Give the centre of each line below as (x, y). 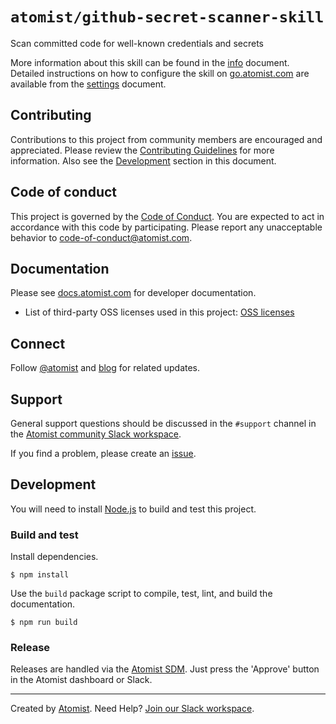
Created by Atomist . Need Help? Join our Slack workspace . (132, 709)
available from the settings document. (88, 84)
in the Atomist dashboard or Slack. (81, 680)
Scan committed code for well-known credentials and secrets (137, 43)
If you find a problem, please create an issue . (103, 453)
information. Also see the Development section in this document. (143, 160)
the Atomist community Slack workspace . (96, 434)
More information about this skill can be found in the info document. (150, 62)
